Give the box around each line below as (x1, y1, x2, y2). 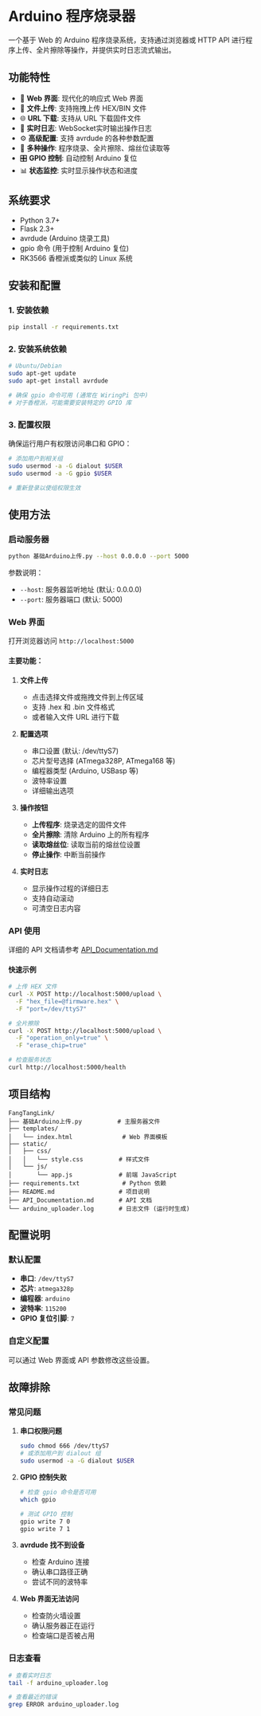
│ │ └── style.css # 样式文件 (8, 1155, 150, 1164)
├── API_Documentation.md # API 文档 (8, 1196, 153, 1204)
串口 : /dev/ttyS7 (19, 1274, 74, 1283)
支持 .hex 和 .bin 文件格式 (31, 702, 115, 712)
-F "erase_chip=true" (15, 1042, 88, 1050)
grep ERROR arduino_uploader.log (8, 1701, 119, 1709)
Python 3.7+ (19, 215, 60, 225)
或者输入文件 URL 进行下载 (31, 712, 119, 721)
